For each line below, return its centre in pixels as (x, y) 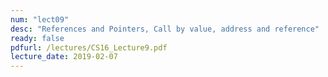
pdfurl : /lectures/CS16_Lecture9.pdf (89, 47)
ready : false (37, 38)
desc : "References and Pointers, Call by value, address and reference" (165, 29)
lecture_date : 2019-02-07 (64, 57)
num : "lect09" (40, 19)
